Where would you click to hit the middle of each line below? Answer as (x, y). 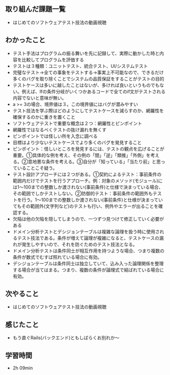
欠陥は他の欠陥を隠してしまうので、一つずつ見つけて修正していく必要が (88, 219)
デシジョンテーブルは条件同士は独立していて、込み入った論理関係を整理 (88, 263)
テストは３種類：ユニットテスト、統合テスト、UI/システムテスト (80, 66)
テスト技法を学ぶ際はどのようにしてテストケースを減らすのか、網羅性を (88, 111)
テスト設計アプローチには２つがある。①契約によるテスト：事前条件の (87, 174)
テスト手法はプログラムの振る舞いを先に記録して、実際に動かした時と (86, 53)
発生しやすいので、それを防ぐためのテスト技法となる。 (79, 244)
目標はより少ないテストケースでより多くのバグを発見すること (77, 142)
